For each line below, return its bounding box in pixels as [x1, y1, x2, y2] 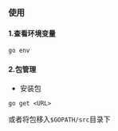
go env [8, 46, 30, 55]
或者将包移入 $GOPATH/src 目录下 [8, 114, 111, 125]
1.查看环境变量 [8, 28, 56, 38]
